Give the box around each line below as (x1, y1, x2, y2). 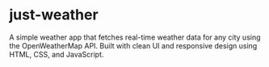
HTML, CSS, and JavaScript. (9, 49, 104, 59)
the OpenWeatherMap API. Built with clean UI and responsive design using (9, 40, 258, 50)
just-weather (9, 6, 99, 24)
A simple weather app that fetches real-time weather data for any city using (9, 32, 261, 42)
